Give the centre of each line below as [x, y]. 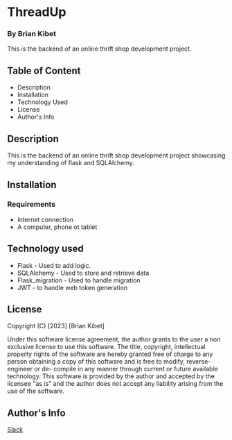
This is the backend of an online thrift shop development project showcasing [116, 155]
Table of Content [44, 70]
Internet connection [45, 219]
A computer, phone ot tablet [57, 227]
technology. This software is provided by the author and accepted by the [111, 376]
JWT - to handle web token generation [72, 287]
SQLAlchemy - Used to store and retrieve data [83, 273]
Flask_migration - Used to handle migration [79, 280]
